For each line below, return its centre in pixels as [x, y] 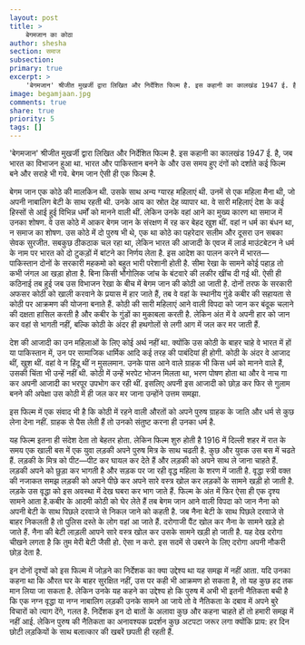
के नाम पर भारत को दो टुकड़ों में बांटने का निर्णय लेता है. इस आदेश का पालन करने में [127, 253]
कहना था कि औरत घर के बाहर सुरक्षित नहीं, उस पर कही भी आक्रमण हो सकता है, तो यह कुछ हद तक [151, 581]
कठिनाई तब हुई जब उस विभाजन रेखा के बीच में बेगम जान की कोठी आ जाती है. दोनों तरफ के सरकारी [151, 283]
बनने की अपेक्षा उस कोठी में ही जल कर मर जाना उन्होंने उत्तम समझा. [105, 394]
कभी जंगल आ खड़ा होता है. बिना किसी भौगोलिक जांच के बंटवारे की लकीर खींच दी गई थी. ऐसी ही [145, 274]
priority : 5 [32, 119]
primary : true [36, 69]
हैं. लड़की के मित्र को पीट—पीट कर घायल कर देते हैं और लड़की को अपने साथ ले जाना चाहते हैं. [144, 460]
